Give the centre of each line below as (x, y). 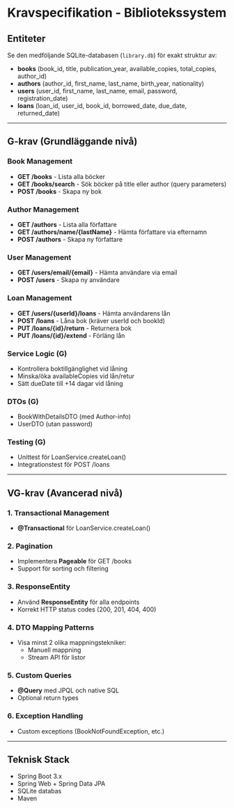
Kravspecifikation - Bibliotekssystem (117, 13)
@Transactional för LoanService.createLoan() (84, 528)
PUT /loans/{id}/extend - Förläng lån (71, 335)
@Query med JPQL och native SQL (68, 690)
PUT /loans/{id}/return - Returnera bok (75, 328)
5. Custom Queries (39, 675)
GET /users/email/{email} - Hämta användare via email (97, 272)
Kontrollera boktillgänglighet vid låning (72, 368)
